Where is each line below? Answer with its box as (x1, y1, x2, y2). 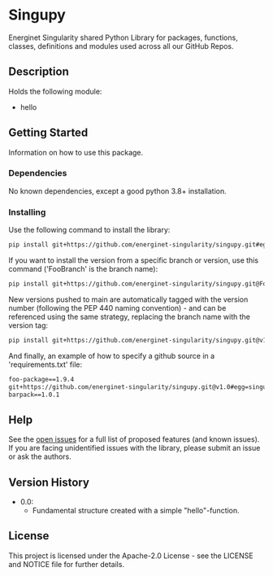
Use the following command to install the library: (8, 225, 171, 235)
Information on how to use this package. (8, 147, 144, 157)
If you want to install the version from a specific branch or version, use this (8, 255, 258, 265)
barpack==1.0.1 (8, 391, 60, 399)
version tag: (8, 320, 49, 330)
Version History (8, 475, 89, 489)
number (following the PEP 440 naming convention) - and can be (8, 303, 227, 312)
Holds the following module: (8, 86, 102, 96)
